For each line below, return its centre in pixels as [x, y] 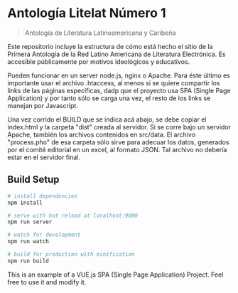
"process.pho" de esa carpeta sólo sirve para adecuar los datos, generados [118, 142]
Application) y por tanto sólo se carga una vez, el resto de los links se [109, 98]
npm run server [30, 222]
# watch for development [44, 235]
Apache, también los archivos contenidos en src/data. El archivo [102, 134]
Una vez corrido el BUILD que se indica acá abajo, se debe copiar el [107, 119]
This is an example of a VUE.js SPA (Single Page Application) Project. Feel [115, 275]
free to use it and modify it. [47, 282]
